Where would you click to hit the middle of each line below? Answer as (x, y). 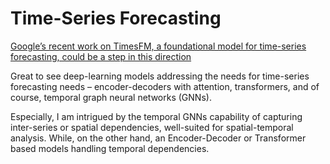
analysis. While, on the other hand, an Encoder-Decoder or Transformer (158, 138)
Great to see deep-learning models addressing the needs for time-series (160, 76)
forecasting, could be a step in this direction (101, 56)
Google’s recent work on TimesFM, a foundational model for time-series (158, 46)
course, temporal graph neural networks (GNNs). (111, 97)
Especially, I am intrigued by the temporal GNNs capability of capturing (156, 116)
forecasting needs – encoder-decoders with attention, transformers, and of (165, 86)
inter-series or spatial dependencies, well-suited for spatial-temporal (152, 127)
